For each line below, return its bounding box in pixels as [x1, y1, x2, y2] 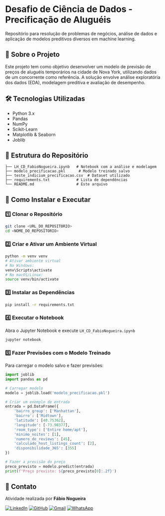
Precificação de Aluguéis [5, 14, 111, 25]
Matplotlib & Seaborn [12, 131, 56, 138]
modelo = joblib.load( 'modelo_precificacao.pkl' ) [5, 390, 110, 395]
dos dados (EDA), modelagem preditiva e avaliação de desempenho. [5, 79, 146, 85]
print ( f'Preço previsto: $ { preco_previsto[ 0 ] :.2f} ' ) [5, 469, 117, 474]
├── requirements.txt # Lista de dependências [5, 177, 128, 182]
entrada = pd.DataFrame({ [5, 404, 59, 409]
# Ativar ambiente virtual [5, 258, 61, 263]
